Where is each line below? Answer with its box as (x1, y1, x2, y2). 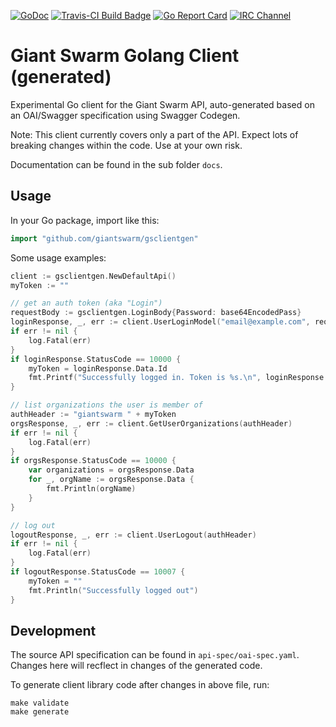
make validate (10, 698, 70, 709)
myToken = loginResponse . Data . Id (28, 363, 168, 374)
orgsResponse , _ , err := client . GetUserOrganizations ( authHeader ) (10, 418, 293, 429)
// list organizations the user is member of (10, 400, 203, 410)
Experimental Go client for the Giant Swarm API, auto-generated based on (10, 98, 315, 110)
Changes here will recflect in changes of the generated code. (10, 660, 263, 672)
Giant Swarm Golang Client (10, 45, 240, 67)
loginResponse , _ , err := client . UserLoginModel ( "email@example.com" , (10, 317, 311, 327)
